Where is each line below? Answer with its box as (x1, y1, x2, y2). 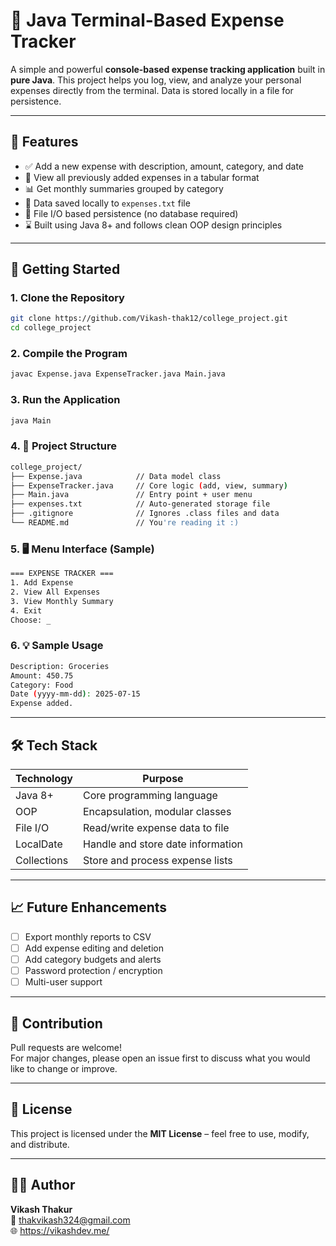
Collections (15, 853, 69, 867)
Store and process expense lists (83, 853, 233, 867)
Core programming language (83, 788, 218, 802)
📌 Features (10, 134, 79, 151)
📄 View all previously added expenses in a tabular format (24, 171, 260, 183)
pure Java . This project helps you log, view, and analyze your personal (10, 74, 302, 86)
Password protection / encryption (24, 964, 163, 976)
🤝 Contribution (10, 1015, 103, 1032)
